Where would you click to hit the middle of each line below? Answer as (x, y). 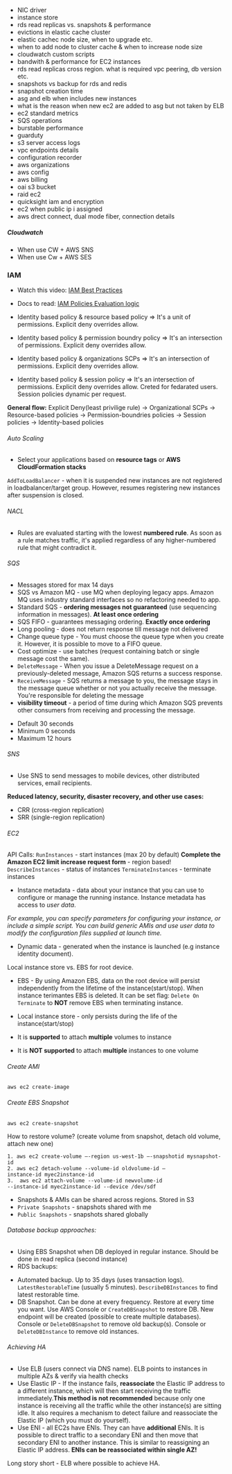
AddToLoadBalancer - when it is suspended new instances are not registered (115, 481)
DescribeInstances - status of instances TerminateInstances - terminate (109, 869)
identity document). (45, 954)
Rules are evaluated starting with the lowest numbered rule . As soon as (119, 533)
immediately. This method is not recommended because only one (111, 1398)
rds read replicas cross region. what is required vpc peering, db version (119, 69)
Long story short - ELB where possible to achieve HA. (84, 1464)
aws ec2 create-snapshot (43, 1123)
